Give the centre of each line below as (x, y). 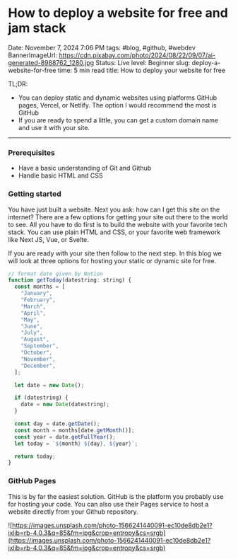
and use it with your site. (54, 127)
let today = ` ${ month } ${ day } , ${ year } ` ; (76, 444)
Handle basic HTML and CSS (60, 175)
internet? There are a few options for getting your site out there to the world (118, 217)
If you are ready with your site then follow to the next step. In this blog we (115, 253)
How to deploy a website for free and (118, 13)
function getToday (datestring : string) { (70, 280)
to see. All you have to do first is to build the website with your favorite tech (118, 224)
